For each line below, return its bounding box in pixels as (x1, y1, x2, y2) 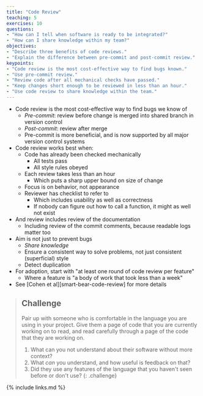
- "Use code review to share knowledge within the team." (6, 89, 157, 95)
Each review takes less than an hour (24, 170, 116, 177)
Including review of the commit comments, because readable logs (24, 222, 191, 229)
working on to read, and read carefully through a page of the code (21, 328, 188, 335)
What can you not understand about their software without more (30, 346, 193, 353)
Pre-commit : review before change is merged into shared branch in (24, 111, 194, 119)
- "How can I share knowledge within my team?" (6, 37, 130, 43)
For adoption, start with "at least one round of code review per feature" (15, 267, 194, 275)
